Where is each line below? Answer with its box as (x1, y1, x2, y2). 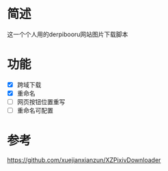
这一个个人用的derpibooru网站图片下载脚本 (7, 30, 128, 38)
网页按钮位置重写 (16, 98, 66, 106)
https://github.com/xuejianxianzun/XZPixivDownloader (7, 156, 161, 164)
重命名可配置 (16, 107, 53, 115)
